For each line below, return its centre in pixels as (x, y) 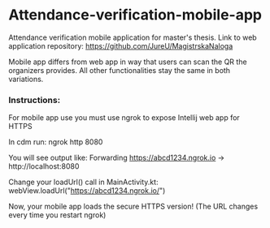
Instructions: (35, 100)
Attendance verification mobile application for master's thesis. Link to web (133, 37)
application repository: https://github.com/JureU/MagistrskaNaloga (121, 45)
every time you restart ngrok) (57, 215)
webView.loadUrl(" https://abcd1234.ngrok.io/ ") (87, 191)
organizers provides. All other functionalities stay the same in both (119, 70)
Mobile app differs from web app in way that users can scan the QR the (128, 62)
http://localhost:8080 (44, 166)
